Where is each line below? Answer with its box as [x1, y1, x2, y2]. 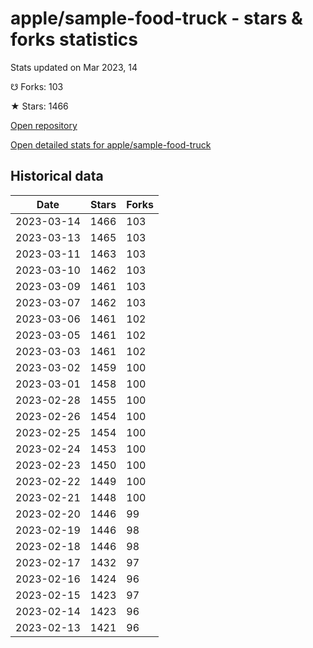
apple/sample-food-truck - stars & [10, 7, 303, 30]
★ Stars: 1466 [10, 100, 69, 112]
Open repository [10, 119, 78, 131]
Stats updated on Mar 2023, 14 [10, 61, 138, 73]
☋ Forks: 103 [10, 80, 64, 92]
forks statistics [10, 28, 138, 51]
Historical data [10, 168, 104, 185]
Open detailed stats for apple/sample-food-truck [10, 138, 212, 151]
